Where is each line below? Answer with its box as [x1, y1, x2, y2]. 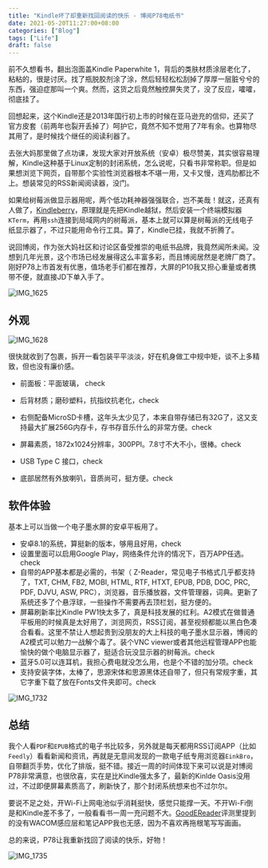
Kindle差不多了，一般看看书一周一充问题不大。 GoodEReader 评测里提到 [22, 808, 257, 818]
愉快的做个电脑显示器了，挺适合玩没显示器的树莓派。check [19, 647, 215, 656]
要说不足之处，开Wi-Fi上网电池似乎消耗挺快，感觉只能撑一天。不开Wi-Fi [8, 798, 246, 807]
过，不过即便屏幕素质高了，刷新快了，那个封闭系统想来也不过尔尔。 [8, 781, 232, 790]
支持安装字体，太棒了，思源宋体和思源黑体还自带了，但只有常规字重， [19, 667, 251, 676]
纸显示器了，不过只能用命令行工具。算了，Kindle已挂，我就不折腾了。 [8, 225, 239, 235]
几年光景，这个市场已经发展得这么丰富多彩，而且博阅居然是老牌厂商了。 [22, 253, 260, 262]
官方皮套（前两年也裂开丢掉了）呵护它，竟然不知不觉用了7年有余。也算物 [8, 121, 250, 131]
